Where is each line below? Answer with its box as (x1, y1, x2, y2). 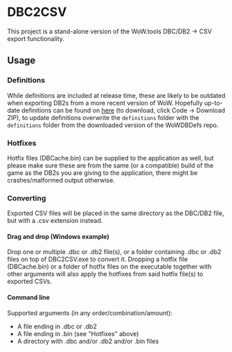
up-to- (204, 99, 223, 107)
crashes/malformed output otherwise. (7, 176, 116, 184)
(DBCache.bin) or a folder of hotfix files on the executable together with (7, 262, 212, 271)
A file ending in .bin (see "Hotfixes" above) (17, 329, 139, 337)
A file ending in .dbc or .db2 (17, 322, 97, 330)
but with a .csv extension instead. (7, 217, 103, 225)
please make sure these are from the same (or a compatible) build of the (7, 161, 214, 169)
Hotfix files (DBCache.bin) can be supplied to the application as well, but (7, 153, 214, 162)
